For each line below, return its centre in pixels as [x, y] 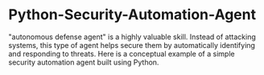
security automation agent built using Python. [84, 62]
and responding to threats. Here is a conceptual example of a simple [122, 53]
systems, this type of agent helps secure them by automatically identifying [132, 45]
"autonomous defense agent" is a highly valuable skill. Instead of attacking [132, 37]
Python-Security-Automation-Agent [132, 15]
